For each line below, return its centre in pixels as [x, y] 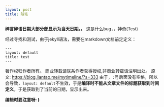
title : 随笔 [16, 14]
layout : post [18, 10]
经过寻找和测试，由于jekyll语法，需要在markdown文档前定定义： [71, 39]
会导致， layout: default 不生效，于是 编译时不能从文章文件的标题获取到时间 [82, 83]
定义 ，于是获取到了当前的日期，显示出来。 [48, 89]
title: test [17, 57]
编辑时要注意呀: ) [22, 99]
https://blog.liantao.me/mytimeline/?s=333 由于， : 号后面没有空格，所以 [85, 77]
